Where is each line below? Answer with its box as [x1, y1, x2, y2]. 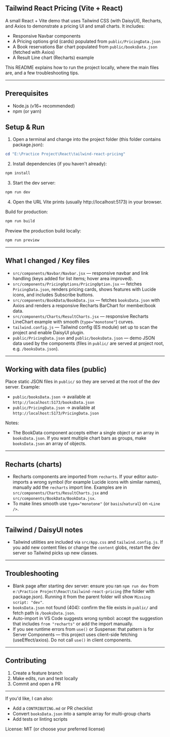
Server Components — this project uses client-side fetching [12, 631, 138, 637]
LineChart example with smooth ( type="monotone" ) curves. [12, 318, 134, 325]
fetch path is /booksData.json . [12, 610, 75, 616]
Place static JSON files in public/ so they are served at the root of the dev [5, 378, 160, 385]
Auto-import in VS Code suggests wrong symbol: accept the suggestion [12, 615, 163, 621]
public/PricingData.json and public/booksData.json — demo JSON [12, 335, 155, 341]
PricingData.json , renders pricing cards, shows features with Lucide [12, 286, 156, 292]
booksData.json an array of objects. [12, 440, 87, 447]
